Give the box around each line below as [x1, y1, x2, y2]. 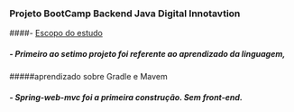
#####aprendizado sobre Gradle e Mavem [9, 71, 169, 82]
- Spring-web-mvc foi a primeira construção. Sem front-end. [9, 91, 243, 102]
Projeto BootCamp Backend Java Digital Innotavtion [9, 7, 241, 20]
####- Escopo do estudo [9, 28, 104, 39]
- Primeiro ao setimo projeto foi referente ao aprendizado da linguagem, [9, 48, 286, 59]
